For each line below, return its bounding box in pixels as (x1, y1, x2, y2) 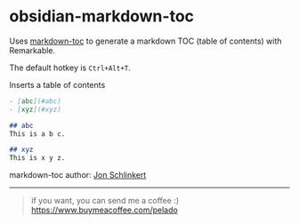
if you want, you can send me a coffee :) (30, 196, 180, 206)
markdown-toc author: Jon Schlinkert (9, 170, 147, 180)
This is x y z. (9, 154, 66, 163)
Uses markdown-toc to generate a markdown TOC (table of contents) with (9, 36, 282, 46)
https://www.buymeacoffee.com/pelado (30, 204, 178, 215)
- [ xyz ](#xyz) (9, 105, 62, 114)
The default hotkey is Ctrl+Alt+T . (9, 62, 132, 73)
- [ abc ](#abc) (9, 96, 62, 106)
